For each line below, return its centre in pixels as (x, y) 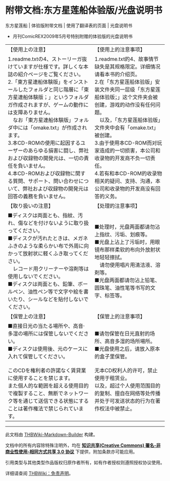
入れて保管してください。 (38, 356)
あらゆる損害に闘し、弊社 (58, 151)
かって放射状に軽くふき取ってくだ (48, 253)
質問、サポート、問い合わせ (46, 181)
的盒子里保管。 (112, 356)
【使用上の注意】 (28, 49)
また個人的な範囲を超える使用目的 (48, 385)
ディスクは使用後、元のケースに (50, 349)
